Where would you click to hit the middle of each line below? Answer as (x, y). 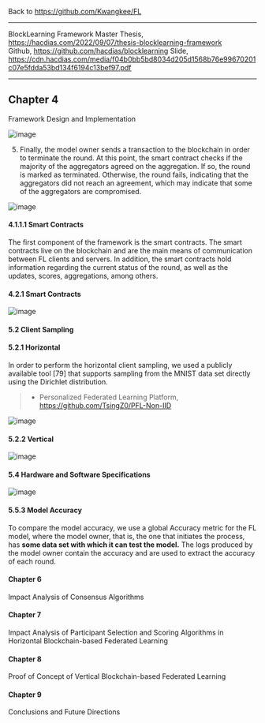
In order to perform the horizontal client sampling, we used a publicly (120, 365)
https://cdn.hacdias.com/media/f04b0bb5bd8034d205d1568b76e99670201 (132, 59)
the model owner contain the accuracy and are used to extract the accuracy (132, 553)
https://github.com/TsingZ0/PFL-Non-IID (105, 406)
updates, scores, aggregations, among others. (83, 276)
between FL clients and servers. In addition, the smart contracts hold (120, 259)
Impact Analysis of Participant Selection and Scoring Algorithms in (116, 633)
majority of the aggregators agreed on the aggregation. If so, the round (135, 166)
